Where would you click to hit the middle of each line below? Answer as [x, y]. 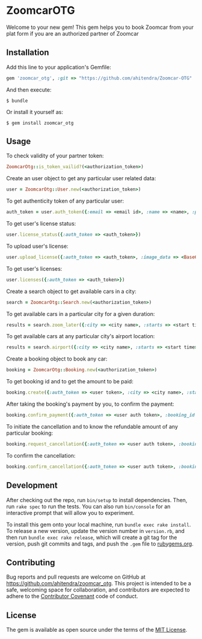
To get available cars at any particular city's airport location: [81, 336]
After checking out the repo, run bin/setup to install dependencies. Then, [97, 500]
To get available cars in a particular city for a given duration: [81, 313]
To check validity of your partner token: [55, 156]
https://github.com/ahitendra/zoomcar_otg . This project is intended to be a [99, 584]
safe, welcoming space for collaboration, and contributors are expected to [98, 590]
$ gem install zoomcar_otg [40, 123]
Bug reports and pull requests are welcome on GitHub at [76, 577]
